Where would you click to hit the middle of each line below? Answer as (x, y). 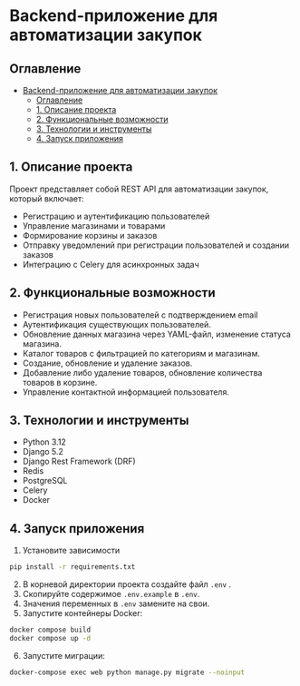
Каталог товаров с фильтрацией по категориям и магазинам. (141, 353)
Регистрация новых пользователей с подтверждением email (140, 315)
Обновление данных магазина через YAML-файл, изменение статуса (157, 334)
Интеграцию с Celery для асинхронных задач (111, 264)
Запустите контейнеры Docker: (82, 613)
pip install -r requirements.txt (73, 567)
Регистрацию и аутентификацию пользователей (116, 216)
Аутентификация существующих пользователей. (116, 324)
